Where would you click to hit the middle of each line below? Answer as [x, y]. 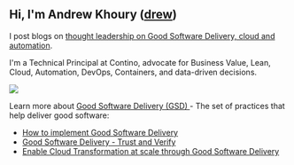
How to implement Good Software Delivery [100, 132]
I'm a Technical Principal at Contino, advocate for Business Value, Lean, [140, 62]
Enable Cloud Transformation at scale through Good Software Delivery [151, 151]
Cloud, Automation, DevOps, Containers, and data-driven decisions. [133, 72]
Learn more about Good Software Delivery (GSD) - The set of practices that [147, 106]
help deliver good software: [59, 115]
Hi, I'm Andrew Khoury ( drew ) [93, 15]
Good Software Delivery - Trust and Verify [99, 142]
